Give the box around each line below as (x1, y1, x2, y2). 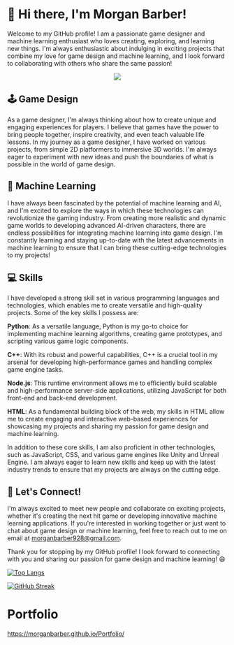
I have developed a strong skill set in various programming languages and (7, 293, 220, 303)
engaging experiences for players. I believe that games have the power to (7, 122, 219, 131)
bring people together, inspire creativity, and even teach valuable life (7, 130, 205, 138)
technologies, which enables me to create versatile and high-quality (7, 301, 203, 310)
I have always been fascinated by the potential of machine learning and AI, (7, 198, 222, 207)
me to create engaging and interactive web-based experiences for (7, 415, 198, 423)
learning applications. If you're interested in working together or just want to (7, 519, 226, 528)
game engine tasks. (7, 365, 64, 374)
